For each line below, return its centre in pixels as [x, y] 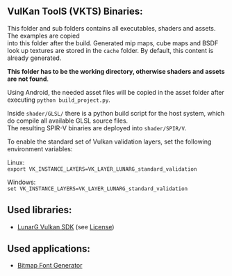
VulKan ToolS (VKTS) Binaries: [75, 11]
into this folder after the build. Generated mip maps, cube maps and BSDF [113, 43]
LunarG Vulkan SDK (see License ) [66, 227]
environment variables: [40, 148]
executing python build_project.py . [59, 100]
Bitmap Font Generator [50, 266]
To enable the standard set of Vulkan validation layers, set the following [109, 141]
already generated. [34, 58]
